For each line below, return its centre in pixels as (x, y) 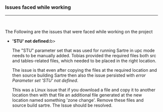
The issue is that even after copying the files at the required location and (84, 70)
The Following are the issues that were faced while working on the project (79, 32)
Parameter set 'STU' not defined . (45, 80)
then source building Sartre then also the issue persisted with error (79, 75)
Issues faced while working (38, 7)
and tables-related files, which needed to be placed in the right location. (84, 61)
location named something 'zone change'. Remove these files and (78, 100)
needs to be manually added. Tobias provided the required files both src (84, 56)
